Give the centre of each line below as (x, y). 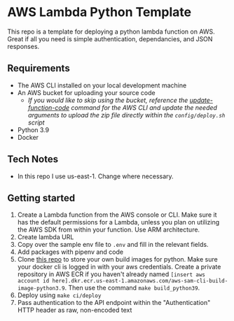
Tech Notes (33, 159)
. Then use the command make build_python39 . (132, 288)
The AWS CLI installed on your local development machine (102, 85)
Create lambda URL (46, 237)
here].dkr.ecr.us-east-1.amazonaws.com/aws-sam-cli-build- (140, 281)
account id (33, 281)
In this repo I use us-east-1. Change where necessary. (95, 176)
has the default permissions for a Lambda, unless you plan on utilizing (118, 222)
